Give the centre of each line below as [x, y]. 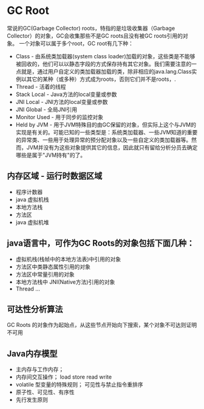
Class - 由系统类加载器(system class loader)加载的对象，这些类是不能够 [105, 56]
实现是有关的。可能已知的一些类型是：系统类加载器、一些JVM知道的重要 [107, 132]
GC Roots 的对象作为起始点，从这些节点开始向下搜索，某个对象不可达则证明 [102, 325]
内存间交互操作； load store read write [63, 377]
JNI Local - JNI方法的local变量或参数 [62, 101]
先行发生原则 [32, 400]
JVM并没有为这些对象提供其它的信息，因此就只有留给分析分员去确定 [112, 147]
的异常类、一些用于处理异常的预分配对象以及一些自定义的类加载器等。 [104, 140]
